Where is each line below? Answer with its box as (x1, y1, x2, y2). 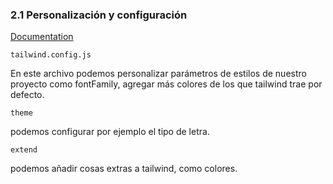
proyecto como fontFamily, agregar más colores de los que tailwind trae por (10, 78, 323, 90)
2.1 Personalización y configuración (10, 8, 188, 22)
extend (10, 145, 38, 155)
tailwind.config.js (10, 50, 92, 60)
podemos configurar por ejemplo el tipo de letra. (10, 126, 210, 138)
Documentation (10, 31, 74, 43)
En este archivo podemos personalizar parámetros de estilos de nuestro (10, 68, 307, 80)
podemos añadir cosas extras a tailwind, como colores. (10, 163, 238, 175)
